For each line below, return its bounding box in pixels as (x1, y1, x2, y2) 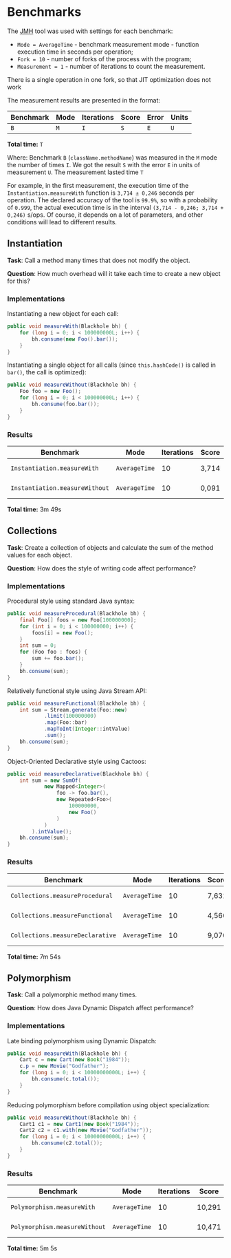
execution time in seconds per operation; (16, 47, 134, 56)
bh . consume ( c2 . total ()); (32, 1140, 103, 1147)
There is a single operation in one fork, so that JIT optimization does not (7, 75, 211, 83)
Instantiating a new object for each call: (7, 310, 119, 318)
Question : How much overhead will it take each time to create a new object (7, 269, 221, 277)
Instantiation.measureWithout (10, 484, 110, 492)
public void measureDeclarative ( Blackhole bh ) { (7, 770, 149, 778)
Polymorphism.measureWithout (10, 1223, 106, 1231)
